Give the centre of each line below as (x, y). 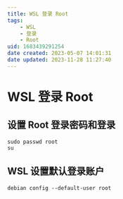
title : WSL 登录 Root (38, 14)
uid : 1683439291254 (36, 47)
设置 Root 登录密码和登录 (61, 125)
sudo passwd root (33, 142)
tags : (15, 20)
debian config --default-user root (59, 188)
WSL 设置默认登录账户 (56, 171)
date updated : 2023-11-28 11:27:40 (59, 60)
